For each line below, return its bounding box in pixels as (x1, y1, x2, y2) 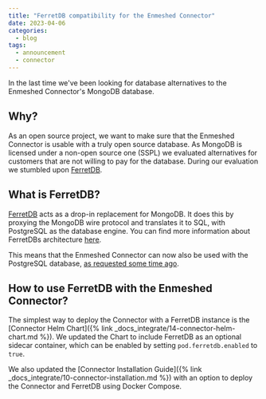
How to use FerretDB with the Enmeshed (8, 281, 213, 295)
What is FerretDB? (8, 188, 101, 202)
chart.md (8, 332, 38, 342)
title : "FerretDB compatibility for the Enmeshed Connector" (8, 11, 216, 20)
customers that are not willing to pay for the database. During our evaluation (8, 156, 259, 166)
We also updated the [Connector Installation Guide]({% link (8, 365, 202, 374)
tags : (8, 41, 26, 49)
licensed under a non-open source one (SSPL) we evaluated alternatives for (8, 148, 257, 157)
